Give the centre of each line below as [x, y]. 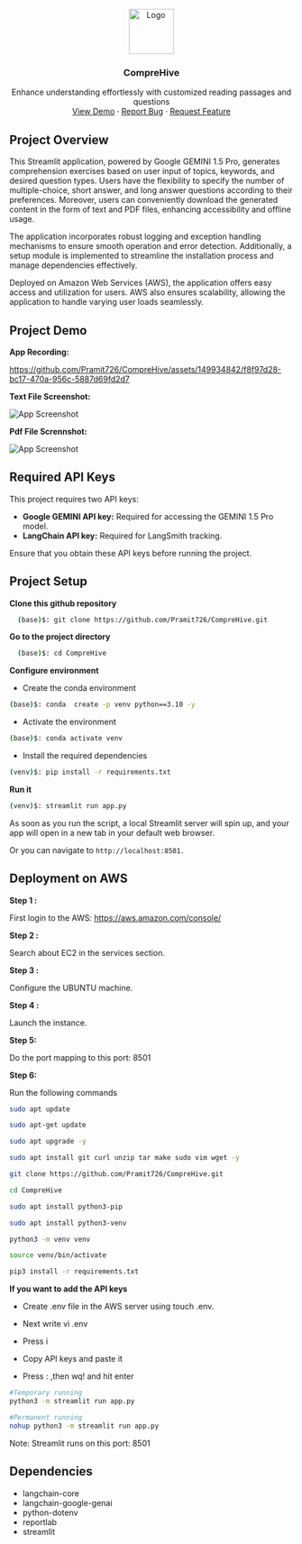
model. [35, 526]
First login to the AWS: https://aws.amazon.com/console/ [115, 917]
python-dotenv [50, 1512]
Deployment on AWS [69, 879]
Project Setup [49, 581]
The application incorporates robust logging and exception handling [135, 236]
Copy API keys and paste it [73, 1359]
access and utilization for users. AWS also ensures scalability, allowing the [147, 292]
